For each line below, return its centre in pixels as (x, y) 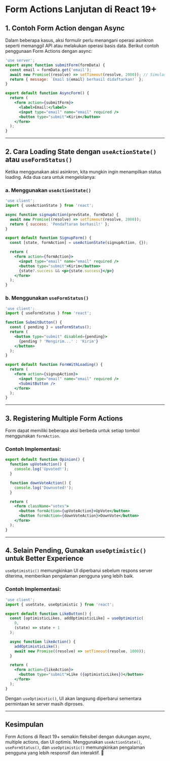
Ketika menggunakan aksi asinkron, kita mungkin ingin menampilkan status (83, 172)
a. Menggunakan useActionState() (48, 190)
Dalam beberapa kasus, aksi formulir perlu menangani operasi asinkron (79, 40)
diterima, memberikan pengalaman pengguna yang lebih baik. (70, 576)
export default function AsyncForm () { (47, 93)
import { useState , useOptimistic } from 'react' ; (60, 605)
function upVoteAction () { (38, 464)
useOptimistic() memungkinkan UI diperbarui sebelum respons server (79, 570)
